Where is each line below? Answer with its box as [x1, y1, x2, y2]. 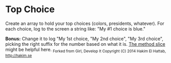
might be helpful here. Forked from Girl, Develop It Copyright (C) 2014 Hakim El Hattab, [5, 46, 166, 54]
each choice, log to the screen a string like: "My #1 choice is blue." [5, 25, 146, 31]
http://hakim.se [5, 53, 32, 58]
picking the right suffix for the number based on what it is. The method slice [5, 41, 165, 47]
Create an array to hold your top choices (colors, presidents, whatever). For [5, 20, 165, 26]
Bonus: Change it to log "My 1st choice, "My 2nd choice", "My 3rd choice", [5, 36, 164, 42]
